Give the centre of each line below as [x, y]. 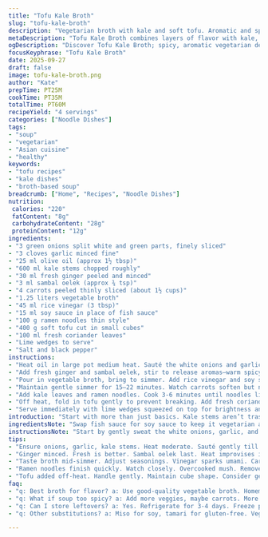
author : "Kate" [33, 82]
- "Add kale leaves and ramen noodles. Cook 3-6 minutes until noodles [130, 395]
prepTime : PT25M [35, 90]
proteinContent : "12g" [49, 231]
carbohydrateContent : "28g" [58, 224]
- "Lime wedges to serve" [51, 343]
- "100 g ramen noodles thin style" [69, 320]
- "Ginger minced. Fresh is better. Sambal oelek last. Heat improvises [132, 454]
